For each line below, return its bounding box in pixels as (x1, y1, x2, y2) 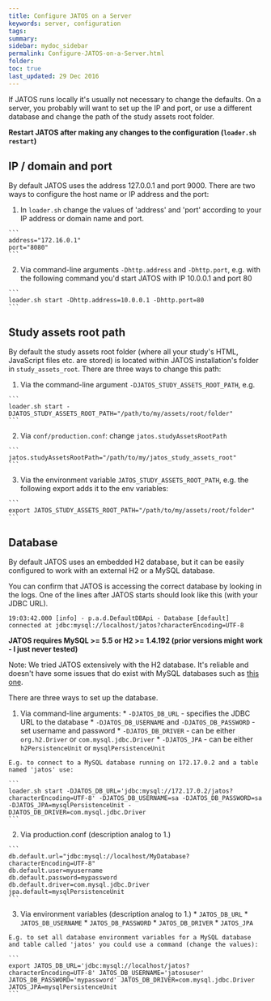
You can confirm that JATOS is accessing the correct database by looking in (8, 581, 262, 592)
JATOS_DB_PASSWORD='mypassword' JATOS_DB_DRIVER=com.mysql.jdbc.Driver (8, 976, 255, 985)
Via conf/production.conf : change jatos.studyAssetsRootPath (19, 431, 227, 441)
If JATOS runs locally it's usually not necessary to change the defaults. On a (8, 94, 261, 104)
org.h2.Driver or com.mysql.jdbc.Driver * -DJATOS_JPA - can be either (19, 734, 253, 744)
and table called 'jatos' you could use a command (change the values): (8, 941, 259, 949)
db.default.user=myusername (8, 866, 104, 875)
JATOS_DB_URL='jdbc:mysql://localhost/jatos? (33, 962, 190, 970)
